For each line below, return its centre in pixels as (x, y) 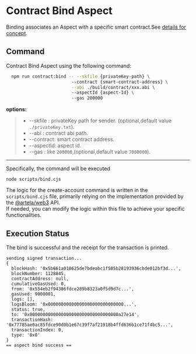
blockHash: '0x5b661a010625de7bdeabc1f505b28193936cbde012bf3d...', (96, 268)
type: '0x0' (26, 335)
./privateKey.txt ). (52, 127)
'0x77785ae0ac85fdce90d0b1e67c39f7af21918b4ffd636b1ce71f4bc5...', (90, 325)
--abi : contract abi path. (59, 133)
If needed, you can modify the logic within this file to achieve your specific (95, 209)
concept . (17, 33)
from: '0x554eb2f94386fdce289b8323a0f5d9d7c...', (73, 289)
